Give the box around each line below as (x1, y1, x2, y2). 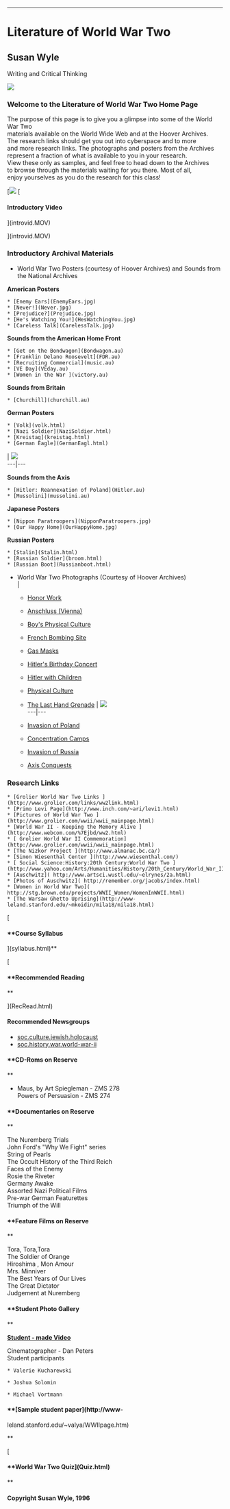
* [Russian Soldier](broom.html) (7, 555, 103, 562)
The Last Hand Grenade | (27, 700, 99, 709)
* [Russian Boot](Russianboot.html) (7, 561, 112, 568)
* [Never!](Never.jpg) (7, 304, 72, 311)
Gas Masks (27, 647, 60, 655)
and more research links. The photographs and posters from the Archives (7, 145, 214, 153)
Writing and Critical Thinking (7, 70, 88, 77)
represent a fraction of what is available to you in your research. (7, 151, 188, 160)
